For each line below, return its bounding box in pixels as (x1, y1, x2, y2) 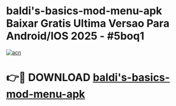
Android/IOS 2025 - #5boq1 (6, 30, 145, 43)
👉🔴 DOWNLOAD (6, 71, 91, 84)
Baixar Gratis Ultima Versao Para (6, 17, 170, 30)
